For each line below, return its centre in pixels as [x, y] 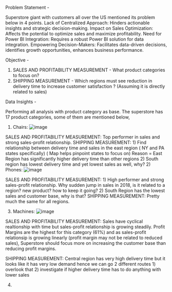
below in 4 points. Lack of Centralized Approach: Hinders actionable [78, 23]
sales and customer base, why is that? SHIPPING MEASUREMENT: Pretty [83, 196]
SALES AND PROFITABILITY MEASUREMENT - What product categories [89, 70]
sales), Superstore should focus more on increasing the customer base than [85, 243]
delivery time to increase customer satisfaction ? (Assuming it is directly [89, 86]
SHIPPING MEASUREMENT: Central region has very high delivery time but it [85, 258]
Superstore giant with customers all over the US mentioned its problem [80, 17]
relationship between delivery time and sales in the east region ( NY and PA [85, 148]
